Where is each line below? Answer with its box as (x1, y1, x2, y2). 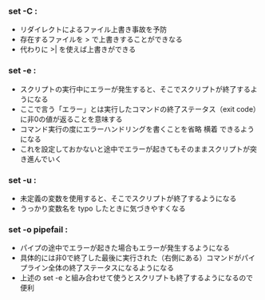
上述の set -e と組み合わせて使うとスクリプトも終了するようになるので (19, 273, 254, 282)
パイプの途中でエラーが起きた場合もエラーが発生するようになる (19, 243, 230, 253)
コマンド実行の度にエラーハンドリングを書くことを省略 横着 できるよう (19, 124, 255, 133)
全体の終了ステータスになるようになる (47, 263, 174, 273)
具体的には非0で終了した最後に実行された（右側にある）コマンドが (19, 253, 242, 262)
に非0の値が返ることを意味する (19, 114, 123, 124)
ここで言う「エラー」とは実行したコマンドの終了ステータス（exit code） (19, 104, 257, 113)
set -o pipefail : (8, 223, 69, 235)
